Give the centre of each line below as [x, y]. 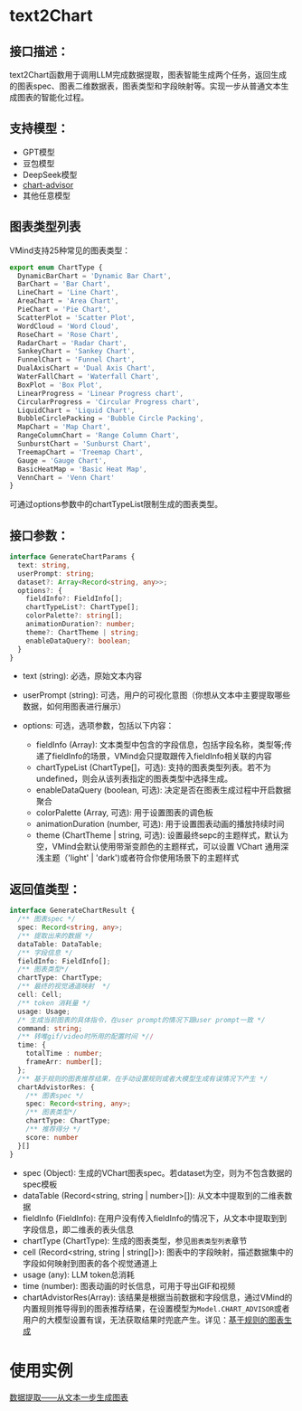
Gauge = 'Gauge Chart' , [62, 461]
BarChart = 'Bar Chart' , [64, 284]
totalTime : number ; [64, 1054]
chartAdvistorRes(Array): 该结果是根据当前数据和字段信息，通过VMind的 [157, 1297]
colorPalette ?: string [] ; [75, 616]
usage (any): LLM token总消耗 [79, 1275]
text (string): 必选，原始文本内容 [82, 676]
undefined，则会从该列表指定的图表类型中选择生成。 [134, 779]
